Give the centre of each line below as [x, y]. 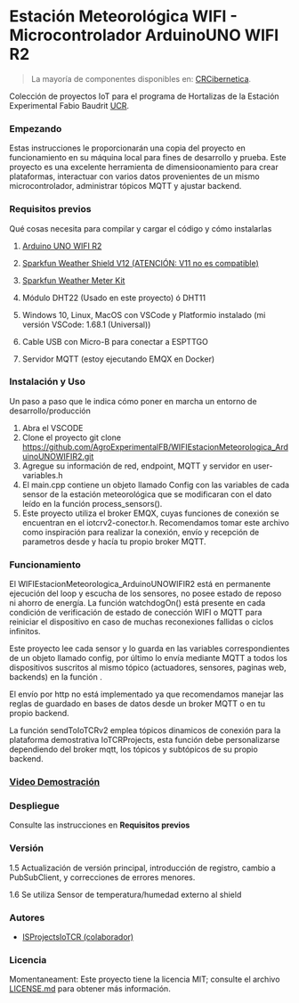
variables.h [42, 475]
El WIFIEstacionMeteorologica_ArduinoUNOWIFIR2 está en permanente [140, 584]
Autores [27, 917]
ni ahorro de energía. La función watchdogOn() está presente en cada [137, 603]
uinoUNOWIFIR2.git [58, 456]
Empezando [36, 128]
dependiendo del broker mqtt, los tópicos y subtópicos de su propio [133, 749]
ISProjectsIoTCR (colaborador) [78, 936]
